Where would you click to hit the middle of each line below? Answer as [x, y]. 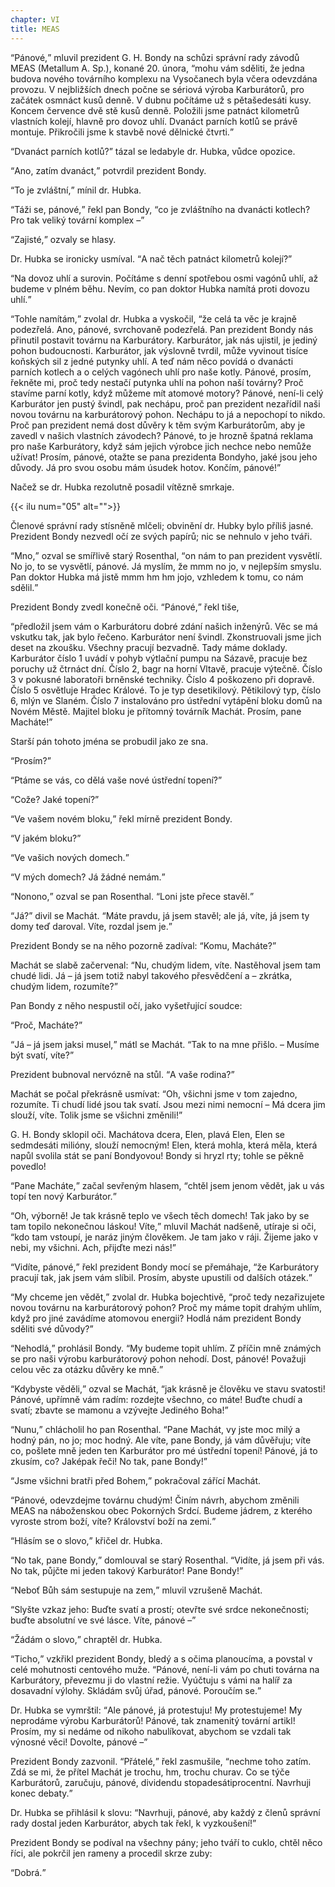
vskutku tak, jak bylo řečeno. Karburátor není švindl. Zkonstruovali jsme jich [166, 637]
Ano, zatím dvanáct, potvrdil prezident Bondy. [110, 170]
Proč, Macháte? [46, 1025]
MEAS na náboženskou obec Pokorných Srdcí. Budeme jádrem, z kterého [161, 1510]
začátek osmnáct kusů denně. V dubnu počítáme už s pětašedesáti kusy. [161, 100]
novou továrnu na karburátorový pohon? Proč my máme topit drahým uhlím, [166, 1307]
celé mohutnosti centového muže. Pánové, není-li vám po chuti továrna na [165, 1669]
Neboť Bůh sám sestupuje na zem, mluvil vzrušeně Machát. [138, 1590]
